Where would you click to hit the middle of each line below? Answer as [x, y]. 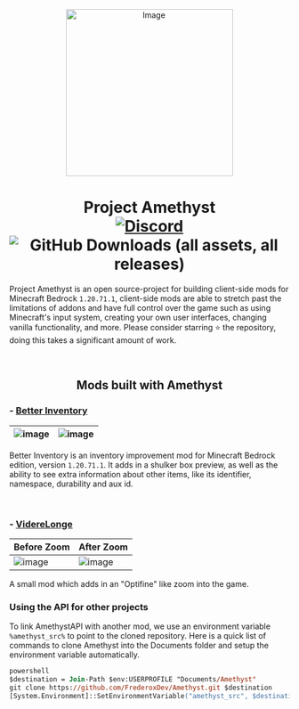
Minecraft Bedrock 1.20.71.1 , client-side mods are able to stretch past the [145, 298]
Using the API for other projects [79, 607]
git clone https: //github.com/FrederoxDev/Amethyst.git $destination [141, 688]
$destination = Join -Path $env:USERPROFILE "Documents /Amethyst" [133, 680]
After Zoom [104, 547]
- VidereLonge [41, 524]
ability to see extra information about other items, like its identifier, [130, 474]
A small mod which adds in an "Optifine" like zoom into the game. [129, 583]
